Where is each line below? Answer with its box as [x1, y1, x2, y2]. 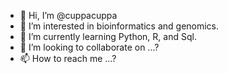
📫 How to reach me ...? [19, 53, 117, 64]
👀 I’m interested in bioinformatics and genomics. [19, 20, 220, 32]
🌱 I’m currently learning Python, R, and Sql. [19, 31, 197, 42]
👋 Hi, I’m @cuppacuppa [19, 10, 118, 21]
